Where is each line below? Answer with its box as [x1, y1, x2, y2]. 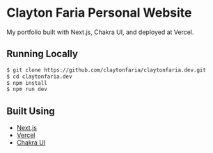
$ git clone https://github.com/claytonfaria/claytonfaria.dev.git [6, 66, 207, 74]
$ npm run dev [6, 86, 48, 93]
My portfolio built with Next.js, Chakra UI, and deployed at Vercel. [6, 28, 194, 36]
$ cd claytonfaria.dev [6, 73, 72, 80]
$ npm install [6, 79, 48, 86]
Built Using [6, 105, 55, 117]
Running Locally [6, 48, 78, 60]
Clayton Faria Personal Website [6, 5, 192, 21]
